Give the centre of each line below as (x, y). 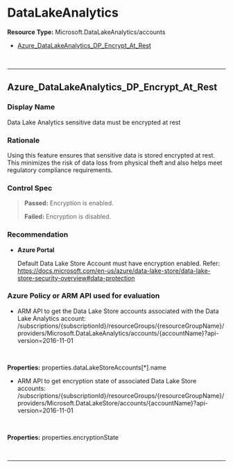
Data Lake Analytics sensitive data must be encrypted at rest (94, 122)
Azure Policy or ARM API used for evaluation (84, 296)
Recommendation (38, 235)
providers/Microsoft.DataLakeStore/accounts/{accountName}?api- (112, 403)
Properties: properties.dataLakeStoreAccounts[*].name (87, 367)
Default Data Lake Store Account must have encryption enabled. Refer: (119, 263)
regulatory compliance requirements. (60, 170)
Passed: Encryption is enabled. (69, 203)
